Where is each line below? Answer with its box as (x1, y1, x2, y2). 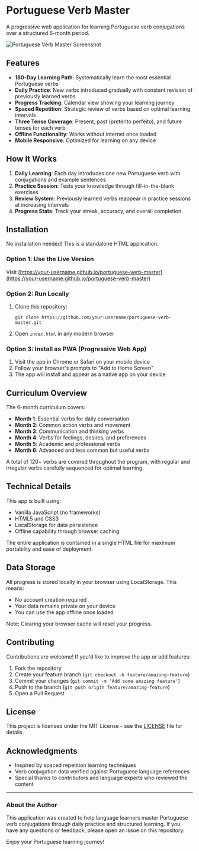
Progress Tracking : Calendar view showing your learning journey (14, 99, 175, 106)
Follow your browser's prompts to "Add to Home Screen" (14, 365, 154, 372)
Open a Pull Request (14, 689, 65, 696)
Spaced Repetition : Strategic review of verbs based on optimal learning (14, 105, 191, 113)
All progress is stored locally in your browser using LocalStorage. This (6, 578, 177, 585)
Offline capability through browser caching (14, 528, 120, 535)
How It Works (6, 154, 57, 164)
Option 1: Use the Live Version (6, 255, 94, 264)
